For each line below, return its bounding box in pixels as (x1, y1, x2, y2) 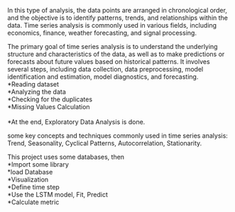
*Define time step (7, 183, 60, 191)
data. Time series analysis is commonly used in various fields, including (7, 21, 217, 29)
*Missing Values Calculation (7, 103, 90, 111)
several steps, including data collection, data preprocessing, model (7, 65, 204, 73)
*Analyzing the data (7, 88, 66, 96)
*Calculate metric (7, 198, 60, 206)
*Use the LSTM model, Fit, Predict (7, 191, 108, 199)
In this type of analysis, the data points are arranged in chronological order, (7, 6, 227, 14)
